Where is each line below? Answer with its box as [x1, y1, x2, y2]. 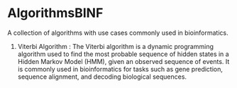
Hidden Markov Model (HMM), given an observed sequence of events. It [17, 57, 230, 65]
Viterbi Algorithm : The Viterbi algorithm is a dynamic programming [17, 42, 214, 50]
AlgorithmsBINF [7, 5, 104, 21]
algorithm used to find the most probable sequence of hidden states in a [17, 50, 229, 58]
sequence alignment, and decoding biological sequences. [17, 72, 187, 81]
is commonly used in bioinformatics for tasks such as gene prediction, [17, 65, 224, 73]
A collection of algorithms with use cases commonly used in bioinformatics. [7, 28, 228, 37]
